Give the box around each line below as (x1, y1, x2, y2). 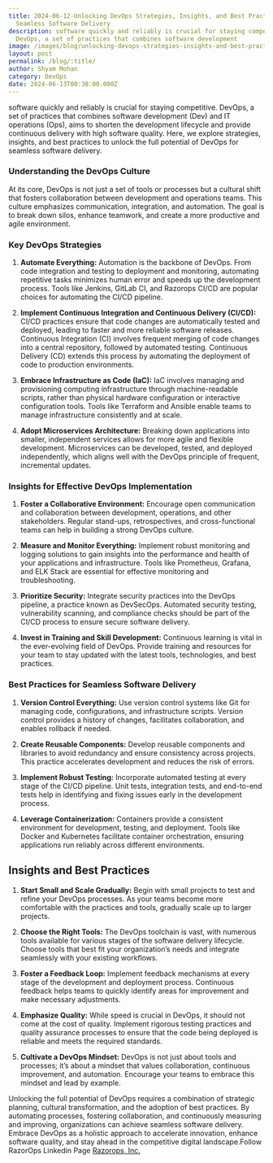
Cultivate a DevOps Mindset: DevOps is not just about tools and (19, 1052, 237, 1061)
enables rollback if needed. (19, 723, 112, 733)
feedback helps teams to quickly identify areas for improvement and (19, 986, 249, 995)
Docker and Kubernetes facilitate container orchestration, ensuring (19, 831, 245, 841)
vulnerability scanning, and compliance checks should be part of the (19, 608, 250, 618)
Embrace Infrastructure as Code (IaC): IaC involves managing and (19, 376, 245, 385)
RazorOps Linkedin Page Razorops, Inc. (8, 1145, 141, 1155)
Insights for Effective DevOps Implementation (8, 481, 193, 492)
